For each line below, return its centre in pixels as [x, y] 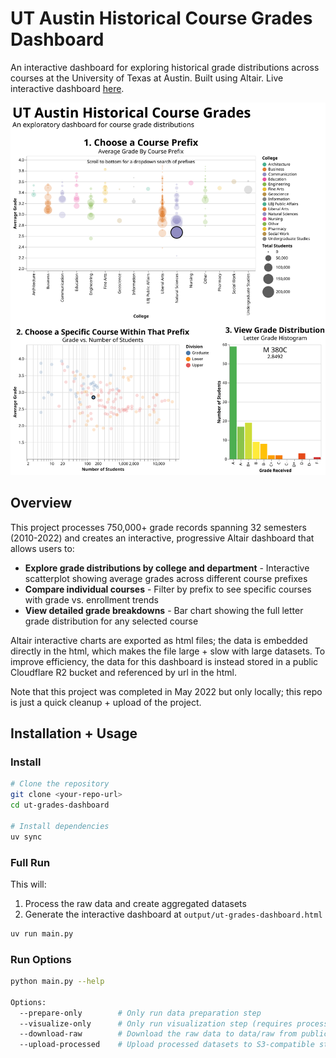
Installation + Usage [74, 733]
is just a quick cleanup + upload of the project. [106, 702]
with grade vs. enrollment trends [91, 599]
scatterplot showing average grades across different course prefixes [166, 578]
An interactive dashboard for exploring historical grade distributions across [165, 67]
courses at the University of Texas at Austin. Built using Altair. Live [147, 78]
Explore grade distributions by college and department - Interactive [167, 568]
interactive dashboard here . [67, 88]
